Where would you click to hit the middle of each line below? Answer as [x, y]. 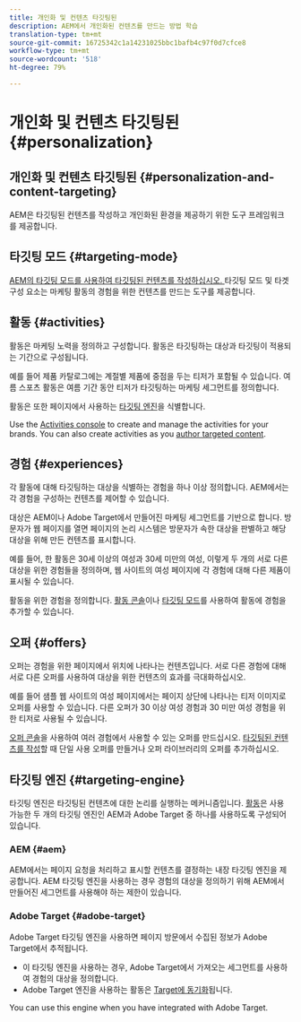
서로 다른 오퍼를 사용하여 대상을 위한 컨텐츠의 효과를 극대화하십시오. [128, 677]
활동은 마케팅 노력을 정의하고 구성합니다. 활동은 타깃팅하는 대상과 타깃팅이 [138, 345]
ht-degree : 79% [38, 68]
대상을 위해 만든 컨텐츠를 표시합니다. [73, 540]
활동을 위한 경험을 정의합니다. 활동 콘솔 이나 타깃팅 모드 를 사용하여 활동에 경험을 [148, 601]
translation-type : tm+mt [56, 34]
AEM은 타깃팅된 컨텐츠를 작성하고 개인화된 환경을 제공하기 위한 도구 [128, 214]
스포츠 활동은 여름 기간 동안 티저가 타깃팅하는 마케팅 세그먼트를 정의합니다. [149, 387]
